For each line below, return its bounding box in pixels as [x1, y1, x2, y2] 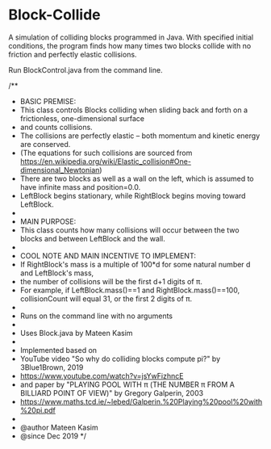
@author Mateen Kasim [19, 422, 98, 432]
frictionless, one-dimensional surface [19, 113, 145, 123]
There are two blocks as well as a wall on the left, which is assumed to [19, 174, 254, 183]
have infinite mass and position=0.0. [19, 182, 141, 191]
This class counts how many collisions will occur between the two [19, 224, 240, 235]
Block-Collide [8, 6, 101, 24]
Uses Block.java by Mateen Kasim [19, 328, 133, 338]
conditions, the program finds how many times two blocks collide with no [8, 40, 252, 50]
